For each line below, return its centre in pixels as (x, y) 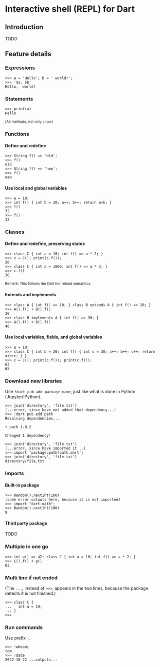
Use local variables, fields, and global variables (54, 337)
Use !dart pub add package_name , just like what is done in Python (70, 392)
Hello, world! (20, 86)
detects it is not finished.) (30, 593)
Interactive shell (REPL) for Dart (70, 9)
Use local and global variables (36, 188)
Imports (15, 473)
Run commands (24, 627)
